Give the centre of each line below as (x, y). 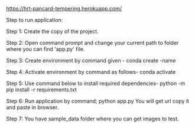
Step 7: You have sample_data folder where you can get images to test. (92, 119)
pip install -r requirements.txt (41, 90)
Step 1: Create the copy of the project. (52, 31)
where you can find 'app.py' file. (45, 49)
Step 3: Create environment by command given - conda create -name (91, 60)
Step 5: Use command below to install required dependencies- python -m (96, 83)
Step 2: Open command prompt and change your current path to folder (92, 43)
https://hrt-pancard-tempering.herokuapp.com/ (64, 9)
